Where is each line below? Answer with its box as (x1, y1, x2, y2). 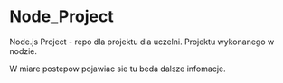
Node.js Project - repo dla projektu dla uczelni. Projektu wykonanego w (9, 36, 275, 47)
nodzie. (9, 45, 38, 56)
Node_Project (9, 6, 115, 27)
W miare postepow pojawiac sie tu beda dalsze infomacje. (9, 63, 226, 74)
